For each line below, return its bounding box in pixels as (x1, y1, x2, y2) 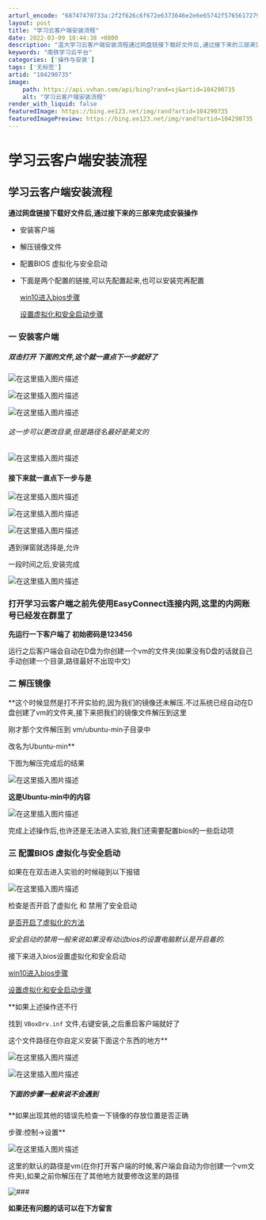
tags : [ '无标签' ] (8, 64, 62, 71)
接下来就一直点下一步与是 (8, 473, 92, 483)
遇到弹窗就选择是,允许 (8, 543, 81, 552)
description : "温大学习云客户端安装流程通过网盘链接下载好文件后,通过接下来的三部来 (8, 41, 256, 49)
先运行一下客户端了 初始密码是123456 (8, 629, 133, 639)
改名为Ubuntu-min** (8, 741, 75, 751)
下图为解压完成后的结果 (8, 758, 85, 768)
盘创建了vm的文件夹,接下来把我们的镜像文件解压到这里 (8, 707, 188, 717)
